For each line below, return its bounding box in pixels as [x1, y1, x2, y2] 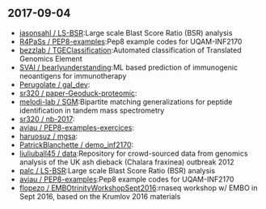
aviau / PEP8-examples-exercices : [19, 122, 135, 132]
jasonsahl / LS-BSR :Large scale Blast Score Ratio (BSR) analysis [19, 28, 233, 37]
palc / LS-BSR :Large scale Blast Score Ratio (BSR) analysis [19, 165, 216, 175]
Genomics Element [19, 53, 82, 63]
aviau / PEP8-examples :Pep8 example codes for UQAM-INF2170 [19, 174, 234, 184]
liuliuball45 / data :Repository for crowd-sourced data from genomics [19, 148, 248, 158]
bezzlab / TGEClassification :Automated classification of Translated [19, 45, 242, 55]
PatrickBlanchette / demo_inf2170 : [19, 139, 134, 149]
